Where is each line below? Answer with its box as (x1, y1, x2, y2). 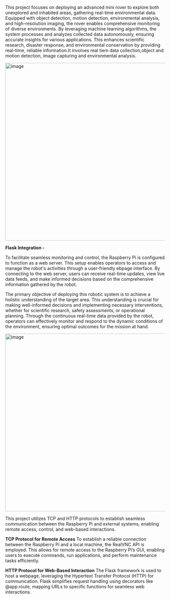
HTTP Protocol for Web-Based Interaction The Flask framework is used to (5, 568, 162, 573)
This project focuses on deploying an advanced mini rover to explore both (5, 5, 159, 10)
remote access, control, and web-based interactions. (5, 527, 116, 532)
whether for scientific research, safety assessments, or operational (5, 308, 145, 313)
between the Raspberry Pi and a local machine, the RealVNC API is (5, 542, 145, 547)
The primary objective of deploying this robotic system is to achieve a (5, 291, 151, 297)
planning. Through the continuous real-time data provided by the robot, (5, 313, 154, 319)
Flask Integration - (5, 245, 45, 250)
